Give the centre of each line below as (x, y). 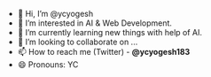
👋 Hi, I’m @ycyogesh (55, 14)
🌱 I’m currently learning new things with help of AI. (109, 32)
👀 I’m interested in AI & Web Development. (95, 23)
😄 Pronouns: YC (48, 65)
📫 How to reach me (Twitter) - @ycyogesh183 (104, 52)
